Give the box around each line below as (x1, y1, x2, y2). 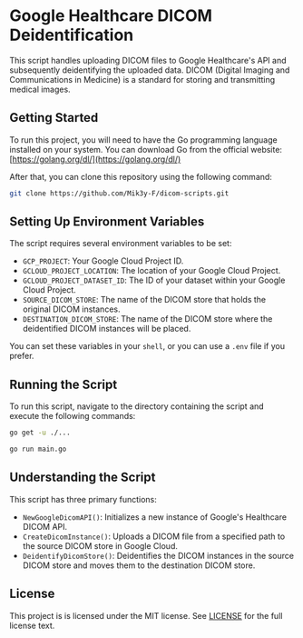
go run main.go (9, 444, 67, 454)
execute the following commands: (9, 411, 136, 422)
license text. (9, 620, 55, 631)
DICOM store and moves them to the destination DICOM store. (22, 560, 256, 571)
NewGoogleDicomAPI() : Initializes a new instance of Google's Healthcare (22, 511, 288, 523)
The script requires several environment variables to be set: (9, 238, 232, 249)
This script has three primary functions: (9, 493, 157, 504)
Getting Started (9, 110, 99, 125)
